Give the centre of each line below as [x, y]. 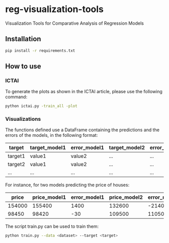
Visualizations [23, 119]
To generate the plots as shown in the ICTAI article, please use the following [84, 92]
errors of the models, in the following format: [52, 135]
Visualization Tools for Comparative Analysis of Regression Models [75, 23]
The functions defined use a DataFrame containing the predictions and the [82, 130]
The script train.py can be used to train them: [52, 226]
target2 [16, 165]
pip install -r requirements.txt [40, 51]
